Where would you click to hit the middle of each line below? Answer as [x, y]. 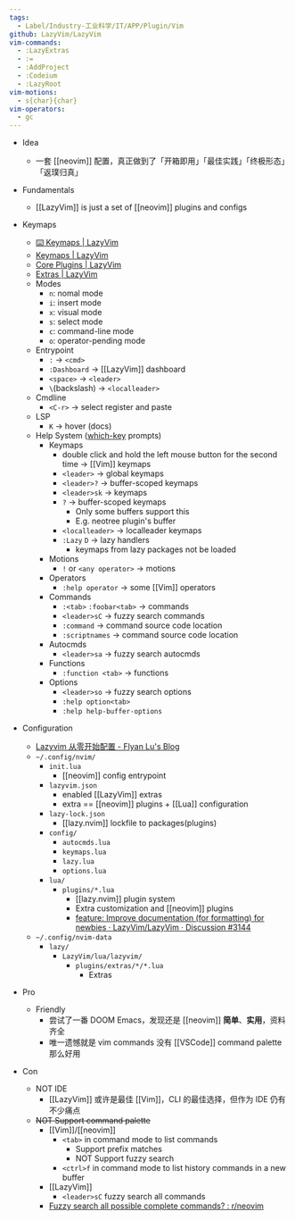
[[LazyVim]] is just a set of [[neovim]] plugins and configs [141, 207]
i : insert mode [75, 303]
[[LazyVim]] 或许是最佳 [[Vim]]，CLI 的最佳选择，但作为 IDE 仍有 [168, 1099]
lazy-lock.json [77, 815]
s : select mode [76, 322]
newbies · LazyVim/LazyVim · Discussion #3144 [163, 928]
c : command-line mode [91, 331]
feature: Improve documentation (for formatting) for [170, 918]
